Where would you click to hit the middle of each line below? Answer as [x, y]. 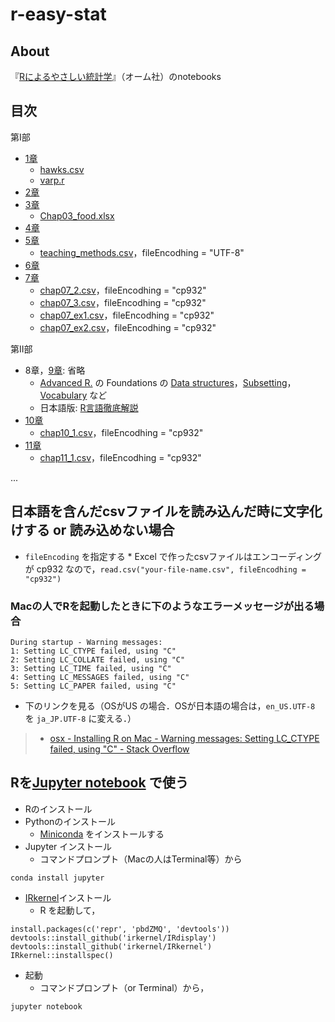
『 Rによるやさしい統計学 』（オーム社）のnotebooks [116, 76]
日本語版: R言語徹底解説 [89, 407]
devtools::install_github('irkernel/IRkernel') [111, 946]
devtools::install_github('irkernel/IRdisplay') [113, 938]
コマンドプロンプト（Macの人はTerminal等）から [141, 859]
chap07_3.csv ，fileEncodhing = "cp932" [123, 302]
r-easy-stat [58, 14]
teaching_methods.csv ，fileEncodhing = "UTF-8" [142, 252]
